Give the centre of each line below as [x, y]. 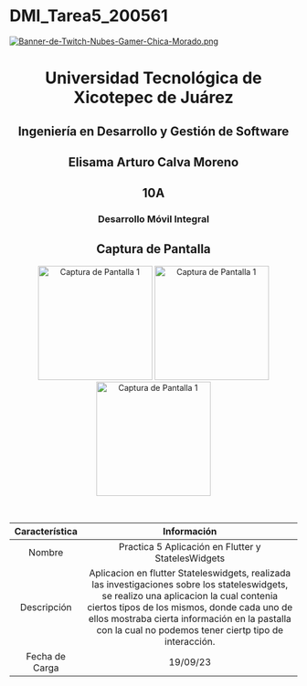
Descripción [46, 607]
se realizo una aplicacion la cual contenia [190, 596]
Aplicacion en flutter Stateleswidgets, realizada [190, 574]
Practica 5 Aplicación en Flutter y [190, 547]
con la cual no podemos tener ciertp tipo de [190, 630]
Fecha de [46, 657]
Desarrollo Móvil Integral [153, 219]
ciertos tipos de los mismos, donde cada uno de [190, 607]
